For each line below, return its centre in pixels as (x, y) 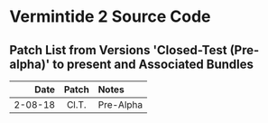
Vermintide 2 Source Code (110, 17)
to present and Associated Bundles (153, 64)
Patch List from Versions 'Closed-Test (118, 50)
